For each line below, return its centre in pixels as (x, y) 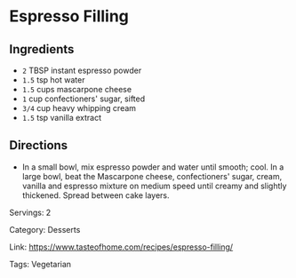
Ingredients (42, 49)
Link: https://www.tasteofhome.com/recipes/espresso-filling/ (121, 247)
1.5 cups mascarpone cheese (76, 89)
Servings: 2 (30, 212)
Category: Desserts (45, 229)
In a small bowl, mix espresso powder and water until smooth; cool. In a (153, 167)
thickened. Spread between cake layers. (96, 195)
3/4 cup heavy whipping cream (79, 108)
